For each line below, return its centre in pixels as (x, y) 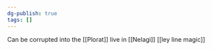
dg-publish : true (32, 13)
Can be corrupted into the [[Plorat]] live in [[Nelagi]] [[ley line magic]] (106, 39)
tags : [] (20, 20)
